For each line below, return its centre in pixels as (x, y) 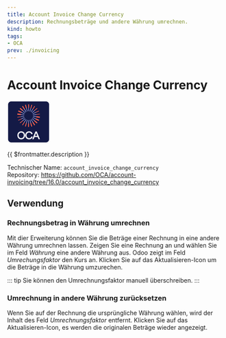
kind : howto (24, 29)
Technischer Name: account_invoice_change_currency (83, 167)
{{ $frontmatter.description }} (49, 154)
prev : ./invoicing (33, 51)
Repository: (23, 174)
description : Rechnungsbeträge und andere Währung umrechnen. (98, 22)
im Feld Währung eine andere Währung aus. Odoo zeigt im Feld (97, 252)
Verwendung (35, 204)
